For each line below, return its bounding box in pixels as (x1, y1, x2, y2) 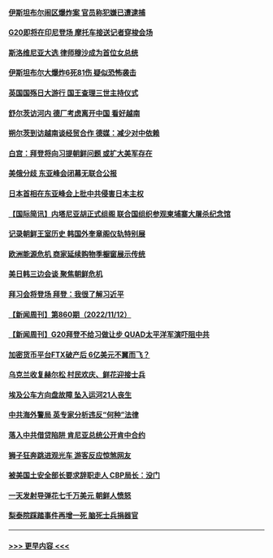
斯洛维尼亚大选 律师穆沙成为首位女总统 (8, 47, 139, 57)
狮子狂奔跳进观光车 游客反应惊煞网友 (8, 450, 132, 460)
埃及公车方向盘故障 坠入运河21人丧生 (8, 390, 132, 399)
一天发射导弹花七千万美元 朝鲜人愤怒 (8, 490, 132, 500)
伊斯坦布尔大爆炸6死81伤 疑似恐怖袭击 (8, 68, 136, 77)
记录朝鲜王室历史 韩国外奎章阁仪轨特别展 (8, 229, 146, 239)
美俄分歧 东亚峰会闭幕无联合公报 (8, 168, 118, 178)
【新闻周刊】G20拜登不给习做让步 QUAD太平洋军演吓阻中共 (8, 329, 210, 339)
